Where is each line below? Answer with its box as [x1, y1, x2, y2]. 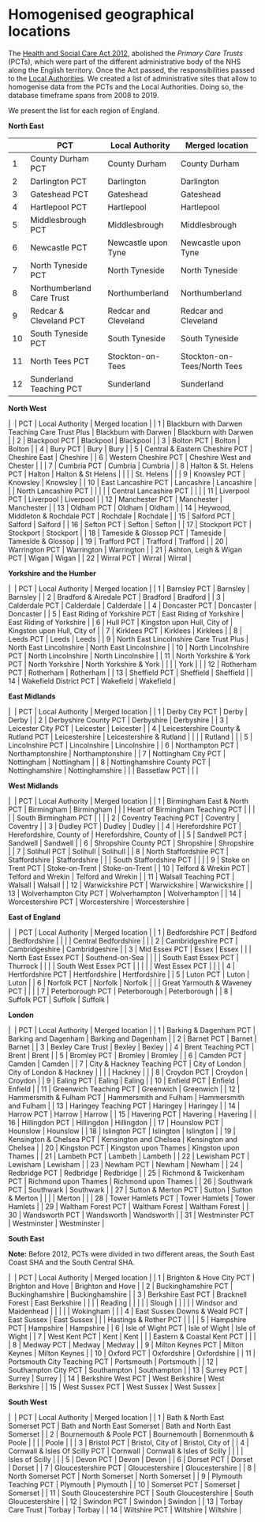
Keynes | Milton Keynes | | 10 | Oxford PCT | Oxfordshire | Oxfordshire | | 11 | [8, 1348, 256, 1358]
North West [8, 403, 47, 413]
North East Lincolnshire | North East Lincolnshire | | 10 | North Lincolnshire [8, 642, 250, 652]
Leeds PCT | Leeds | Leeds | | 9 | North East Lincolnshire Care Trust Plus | [8, 634, 248, 643]
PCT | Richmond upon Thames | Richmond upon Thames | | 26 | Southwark [8, 1176, 254, 1186]
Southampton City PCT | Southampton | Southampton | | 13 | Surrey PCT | [8, 1365, 248, 1374]
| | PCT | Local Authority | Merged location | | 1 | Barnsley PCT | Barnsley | [8, 583, 250, 593]
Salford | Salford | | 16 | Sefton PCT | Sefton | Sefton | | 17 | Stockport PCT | [8, 519, 252, 529]
